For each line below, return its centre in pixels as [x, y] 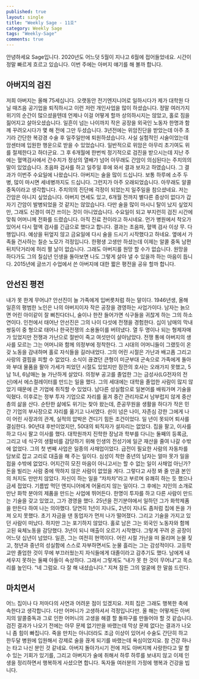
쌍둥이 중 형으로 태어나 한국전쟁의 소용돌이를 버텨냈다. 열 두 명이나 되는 [89, 329]
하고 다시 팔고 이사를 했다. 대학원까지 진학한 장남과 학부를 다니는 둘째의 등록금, [97, 433]
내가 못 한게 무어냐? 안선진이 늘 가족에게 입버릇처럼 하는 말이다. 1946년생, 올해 [97, 300]
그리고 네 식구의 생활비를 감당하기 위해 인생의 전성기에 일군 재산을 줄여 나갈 [93, 441]
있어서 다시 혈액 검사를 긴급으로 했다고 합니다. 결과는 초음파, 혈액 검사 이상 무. [96, 227]
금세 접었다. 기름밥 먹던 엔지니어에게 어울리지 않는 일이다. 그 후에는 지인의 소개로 [99, 486]
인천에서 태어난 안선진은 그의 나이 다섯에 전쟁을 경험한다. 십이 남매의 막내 [108, 322]
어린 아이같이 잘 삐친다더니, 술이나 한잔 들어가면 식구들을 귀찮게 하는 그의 [97, 315]
